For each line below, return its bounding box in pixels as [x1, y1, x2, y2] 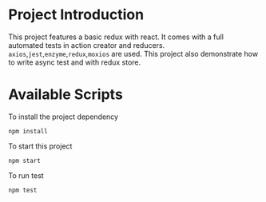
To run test [8, 170, 44, 180]
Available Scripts [8, 85, 124, 104]
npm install [8, 127, 48, 135]
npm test [8, 186, 38, 194]
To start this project [8, 141, 73, 151]
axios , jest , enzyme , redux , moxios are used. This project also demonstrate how [8, 49, 258, 58]
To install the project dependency [8, 112, 118, 121]
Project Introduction [8, 6, 145, 24]
